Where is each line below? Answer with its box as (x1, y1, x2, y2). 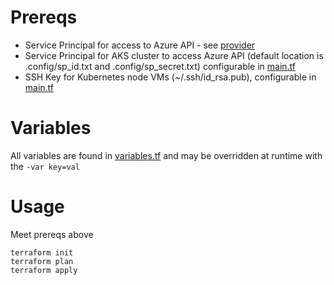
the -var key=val (10, 160, 80, 172)
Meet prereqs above (10, 228, 94, 240)
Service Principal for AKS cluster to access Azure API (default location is (24, 49, 324, 61)
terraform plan (10, 256, 74, 266)
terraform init (10, 247, 74, 258)
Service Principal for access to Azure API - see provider (24, 39, 256, 51)
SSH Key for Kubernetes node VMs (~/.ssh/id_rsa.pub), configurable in (24, 71, 317, 83)
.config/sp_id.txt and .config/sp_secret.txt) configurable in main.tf (24, 60, 297, 72)
